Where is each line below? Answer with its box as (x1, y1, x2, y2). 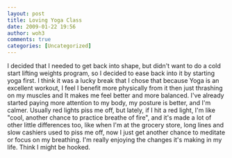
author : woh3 (7, 29, 45, 37)
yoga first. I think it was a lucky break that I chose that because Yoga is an (7, 77, 219, 84)
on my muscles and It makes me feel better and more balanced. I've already (7, 91, 224, 100)
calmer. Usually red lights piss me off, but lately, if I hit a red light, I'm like (7, 106, 215, 114)
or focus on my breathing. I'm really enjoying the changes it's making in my (7, 136, 222, 143)
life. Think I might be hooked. (7, 143, 90, 151)
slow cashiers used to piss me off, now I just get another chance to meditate (7, 128, 226, 136)
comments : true (7, 36, 51, 43)
